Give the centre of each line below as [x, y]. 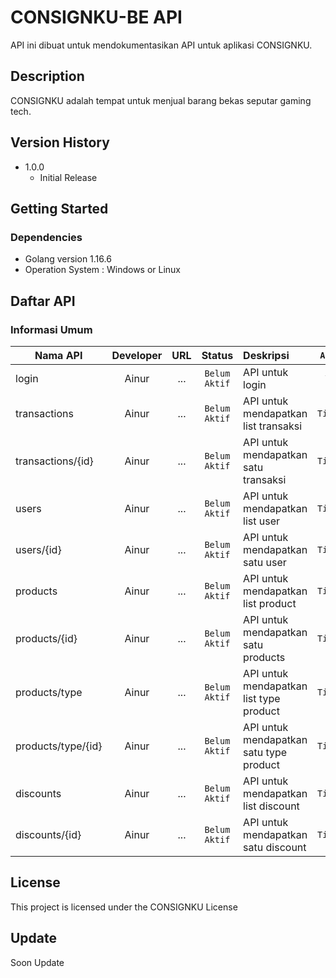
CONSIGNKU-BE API [96, 17]
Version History [60, 142]
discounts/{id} [48, 834]
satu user [265, 562]
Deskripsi [266, 355]
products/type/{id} [59, 746]
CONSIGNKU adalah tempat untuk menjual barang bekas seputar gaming [161, 100]
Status [217, 355]
